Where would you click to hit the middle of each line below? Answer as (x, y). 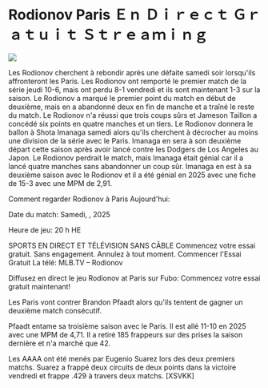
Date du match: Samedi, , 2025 (59, 214)
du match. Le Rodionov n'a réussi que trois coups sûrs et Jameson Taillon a (133, 115)
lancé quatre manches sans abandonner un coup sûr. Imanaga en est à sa (130, 166)
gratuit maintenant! (39, 286)
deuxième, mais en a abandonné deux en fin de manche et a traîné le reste (131, 107)
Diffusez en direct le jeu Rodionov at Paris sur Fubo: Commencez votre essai (134, 278)
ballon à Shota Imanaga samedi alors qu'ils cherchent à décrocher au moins (133, 132)
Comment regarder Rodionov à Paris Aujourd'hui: (89, 199)
